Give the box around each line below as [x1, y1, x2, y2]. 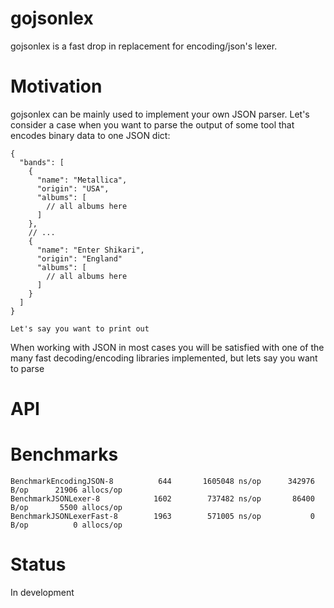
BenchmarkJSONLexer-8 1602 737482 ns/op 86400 [10, 494, 315, 504]
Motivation [10, 75, 103, 98]
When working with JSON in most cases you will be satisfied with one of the [10, 341, 325, 353]
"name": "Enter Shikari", [36, 245, 145, 255]
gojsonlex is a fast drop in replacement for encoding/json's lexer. [10, 40, 278, 52]
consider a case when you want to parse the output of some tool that [10, 118, 295, 131]
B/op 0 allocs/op [10, 520, 123, 530]
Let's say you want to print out [10, 323, 150, 334]
